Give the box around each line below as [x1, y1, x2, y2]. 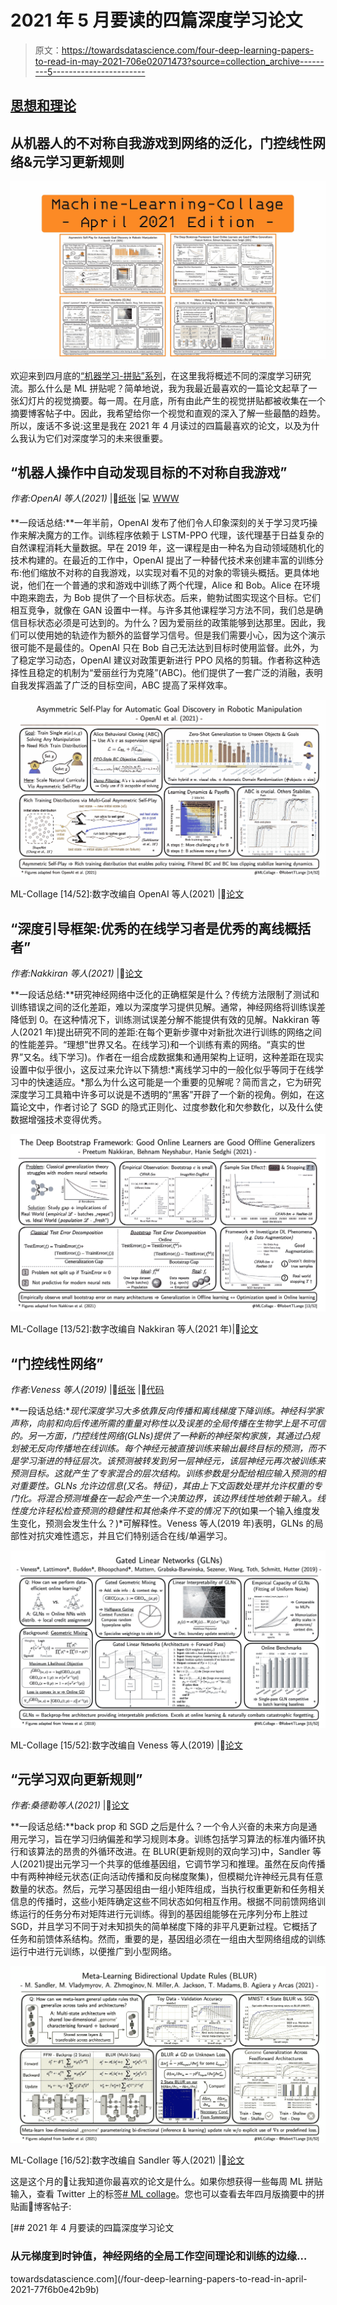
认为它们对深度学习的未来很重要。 [27, 432, 168, 444]
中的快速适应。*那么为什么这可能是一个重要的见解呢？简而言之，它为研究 [18, 1076, 322, 1088]
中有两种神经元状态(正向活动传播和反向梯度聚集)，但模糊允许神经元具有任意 [10, 1871, 324, 1883]
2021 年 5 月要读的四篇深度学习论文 [10, 9, 303, 32]
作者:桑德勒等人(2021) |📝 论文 [10, 1799, 130, 1811]
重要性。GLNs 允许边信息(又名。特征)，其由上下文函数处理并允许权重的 [18, 1480, 314, 1492]
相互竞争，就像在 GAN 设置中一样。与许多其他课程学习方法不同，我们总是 [10, 604, 315, 616]
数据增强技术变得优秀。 [10, 1114, 107, 1126]
